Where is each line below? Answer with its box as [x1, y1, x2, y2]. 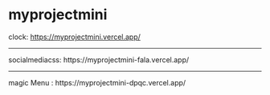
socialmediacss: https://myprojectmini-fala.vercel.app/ [8, 54, 190, 65]
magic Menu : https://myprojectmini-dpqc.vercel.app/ [8, 77, 186, 87]
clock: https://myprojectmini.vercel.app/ [8, 32, 141, 42]
